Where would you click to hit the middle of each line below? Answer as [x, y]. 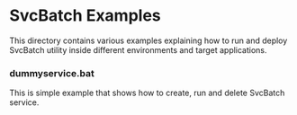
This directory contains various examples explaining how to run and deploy [148, 40]
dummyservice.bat [52, 73]
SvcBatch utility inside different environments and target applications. [138, 49]
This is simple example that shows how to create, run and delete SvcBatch [147, 93]
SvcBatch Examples [85, 16]
